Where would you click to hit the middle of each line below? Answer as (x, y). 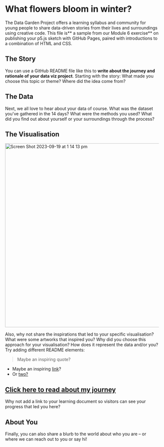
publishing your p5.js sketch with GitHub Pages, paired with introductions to (81, 38)
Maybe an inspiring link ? (37, 369)
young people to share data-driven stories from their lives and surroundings (81, 27)
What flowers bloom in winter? (68, 9)
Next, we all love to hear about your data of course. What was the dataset (79, 108)
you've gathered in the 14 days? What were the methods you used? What (79, 113)
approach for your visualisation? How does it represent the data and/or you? (82, 345)
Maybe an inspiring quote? (44, 360)
